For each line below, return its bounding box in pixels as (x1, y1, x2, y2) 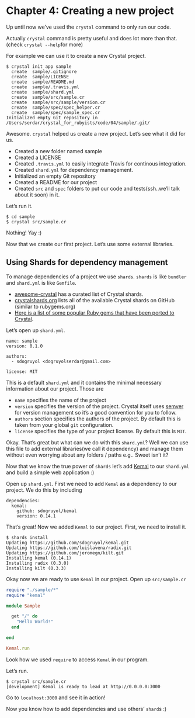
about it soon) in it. (14, 191, 60, 198)
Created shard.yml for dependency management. (14, 166, 133, 173)
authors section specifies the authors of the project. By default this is (14, 415, 181, 422)
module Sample (6, 603, 41, 609)
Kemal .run (6, 645, 30, 651)
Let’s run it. (6, 202, 33, 209)
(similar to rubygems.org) (14, 303, 76, 310)
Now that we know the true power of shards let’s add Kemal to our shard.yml (6, 462, 190, 470)
